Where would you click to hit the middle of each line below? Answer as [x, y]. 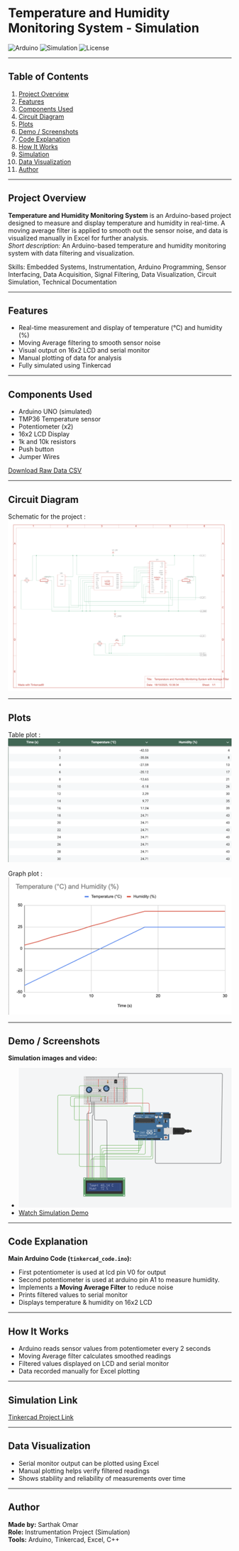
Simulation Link [43, 1400]
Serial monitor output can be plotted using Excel [88, 1463]
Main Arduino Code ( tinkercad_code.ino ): [70, 1259]
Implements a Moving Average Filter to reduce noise [96, 1287]
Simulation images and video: [53, 1058]
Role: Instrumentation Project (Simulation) [69, 1532]
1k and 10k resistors [47, 442]
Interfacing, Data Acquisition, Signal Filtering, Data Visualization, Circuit [112, 274]
